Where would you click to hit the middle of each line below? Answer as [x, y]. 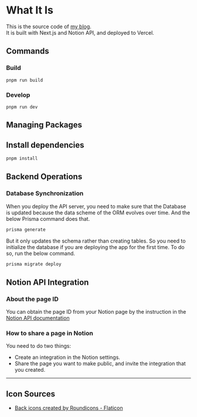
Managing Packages [44, 125]
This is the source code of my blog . [49, 26]
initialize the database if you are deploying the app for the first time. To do [95, 247]
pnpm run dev [22, 107]
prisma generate [26, 230]
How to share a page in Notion [50, 334]
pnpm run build [25, 80]
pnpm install [22, 159]
